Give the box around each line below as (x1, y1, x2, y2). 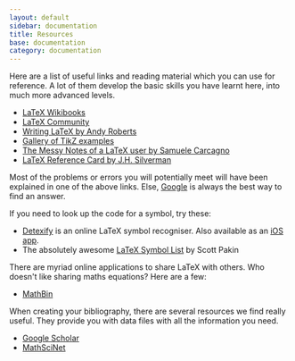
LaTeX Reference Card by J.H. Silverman (21, 155, 172, 165)
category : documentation (9, 46, 102, 55)
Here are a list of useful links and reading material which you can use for (9, 71, 275, 81)
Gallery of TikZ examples (21, 136, 114, 147)
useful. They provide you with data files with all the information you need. (9, 315, 279, 326)
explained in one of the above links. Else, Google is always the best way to (9, 181, 283, 192)
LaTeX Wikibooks (21, 107, 86, 118)
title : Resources (9, 29, 74, 38)
